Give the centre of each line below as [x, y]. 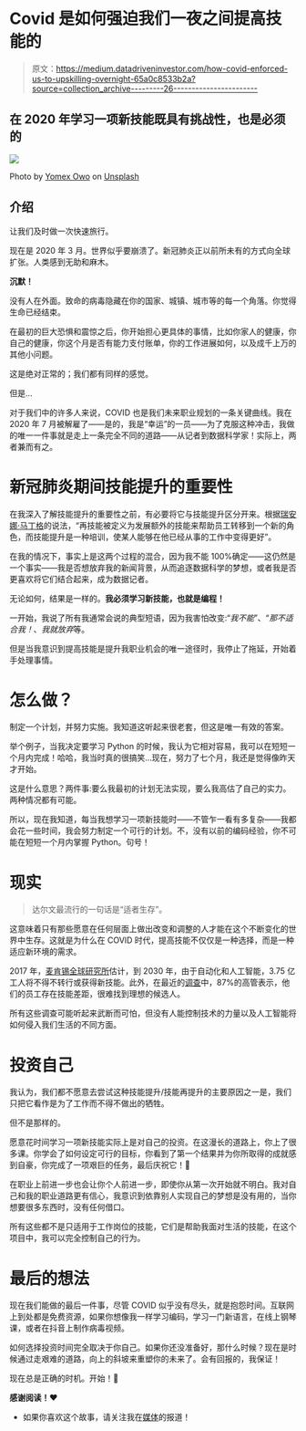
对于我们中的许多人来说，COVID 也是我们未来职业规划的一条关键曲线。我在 [151, 413]
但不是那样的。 [37, 1123]
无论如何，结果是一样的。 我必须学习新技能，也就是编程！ [117, 598]
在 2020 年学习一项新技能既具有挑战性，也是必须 [148, 120]
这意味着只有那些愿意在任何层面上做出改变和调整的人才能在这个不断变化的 [149, 929]
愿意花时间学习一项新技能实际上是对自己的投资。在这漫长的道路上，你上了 [149, 1143]
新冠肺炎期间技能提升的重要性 [122, 487]
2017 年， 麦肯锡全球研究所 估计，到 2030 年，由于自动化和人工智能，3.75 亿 [153, 971]
